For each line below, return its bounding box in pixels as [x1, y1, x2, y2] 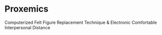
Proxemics [4, 3, 49, 15]
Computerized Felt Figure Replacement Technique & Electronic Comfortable [4, 19, 157, 25]
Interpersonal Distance [4, 24, 51, 30]
